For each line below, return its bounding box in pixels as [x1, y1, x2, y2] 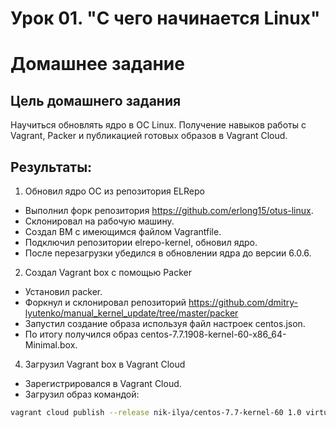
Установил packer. [24, 286, 103, 297]
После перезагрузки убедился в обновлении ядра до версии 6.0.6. [24, 247, 312, 259]
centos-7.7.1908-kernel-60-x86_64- [140, 328, 287, 340]
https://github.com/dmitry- [188, 297, 298, 308]
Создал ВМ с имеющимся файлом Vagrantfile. [24, 226, 222, 237]
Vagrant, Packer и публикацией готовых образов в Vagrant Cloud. [10, 130, 288, 142]
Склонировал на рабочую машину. [24, 215, 175, 227]
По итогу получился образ [24, 328, 139, 340]
